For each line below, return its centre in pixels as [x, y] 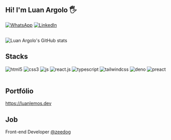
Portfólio [20, 91]
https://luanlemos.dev [28, 104]
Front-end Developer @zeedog [38, 132]
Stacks [17, 57]
